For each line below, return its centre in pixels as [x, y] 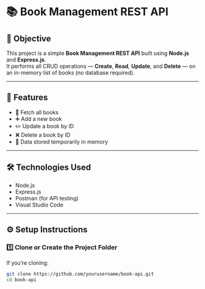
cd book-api [21, 280]
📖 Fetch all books [37, 112]
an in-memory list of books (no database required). [71, 73]
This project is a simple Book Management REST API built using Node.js [98, 53]
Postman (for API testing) [47, 198]
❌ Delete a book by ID [43, 134]
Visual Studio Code [39, 205]
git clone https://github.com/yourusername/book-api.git [80, 274]
